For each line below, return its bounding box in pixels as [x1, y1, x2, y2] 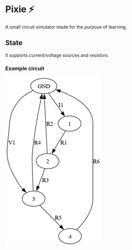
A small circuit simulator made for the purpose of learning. [5, 23, 127, 30]
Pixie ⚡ [5, 4, 35, 15]
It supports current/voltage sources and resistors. [5, 52, 109, 58]
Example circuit [5, 65, 45, 72]
